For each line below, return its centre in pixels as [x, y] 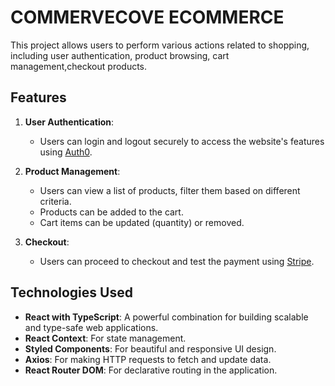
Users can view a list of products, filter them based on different [170, 190]
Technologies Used [71, 292]
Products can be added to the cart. [111, 212]
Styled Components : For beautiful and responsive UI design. [150, 348]
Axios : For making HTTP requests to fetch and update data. [148, 359]
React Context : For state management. [105, 338]
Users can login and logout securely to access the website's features [182, 141]
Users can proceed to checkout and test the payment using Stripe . [177, 261]
